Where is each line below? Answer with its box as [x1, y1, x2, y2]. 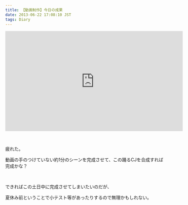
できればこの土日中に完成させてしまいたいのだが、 [5, 184, 112, 190]
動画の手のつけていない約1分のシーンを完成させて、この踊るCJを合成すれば [5, 157, 164, 163]
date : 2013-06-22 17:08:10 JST [5, 12, 71, 17]
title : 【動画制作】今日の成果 [5, 7, 63, 13]
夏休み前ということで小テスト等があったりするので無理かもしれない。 [5, 194, 152, 201]
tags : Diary [5, 17, 30, 22]
